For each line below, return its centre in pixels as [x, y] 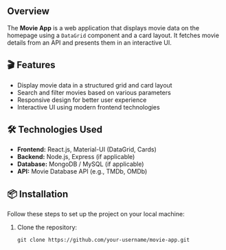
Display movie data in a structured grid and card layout [95, 85]
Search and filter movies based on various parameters [94, 92]
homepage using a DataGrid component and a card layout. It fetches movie [113, 35]
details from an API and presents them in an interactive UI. [89, 42]
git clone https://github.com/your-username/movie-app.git [103, 240]
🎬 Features [31, 65]
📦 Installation [38, 194]
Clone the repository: [47, 227]
